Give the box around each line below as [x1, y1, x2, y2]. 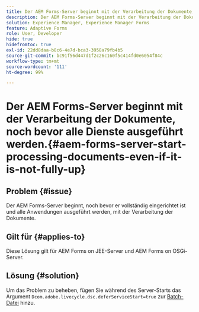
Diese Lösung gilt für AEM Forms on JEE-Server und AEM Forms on [6, 247, 172, 255]
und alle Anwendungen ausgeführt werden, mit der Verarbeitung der [6, 208, 174, 215]
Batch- [166, 292, 184, 300]
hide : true [6, 36, 33, 42]
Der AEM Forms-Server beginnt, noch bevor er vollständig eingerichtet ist [6, 202, 186, 209]
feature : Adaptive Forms [6, 25, 68, 31]
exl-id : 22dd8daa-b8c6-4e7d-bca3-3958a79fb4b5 [6, 47, 123, 53]
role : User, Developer [6, 31, 62, 37]
